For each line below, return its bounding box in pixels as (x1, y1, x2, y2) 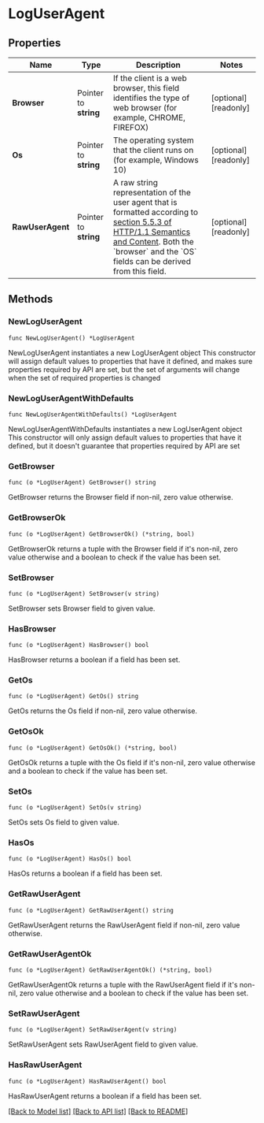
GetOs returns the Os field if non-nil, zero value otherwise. (8, 706, 198, 716)
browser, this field (112, 83, 180, 93)
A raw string (112, 177, 159, 188)
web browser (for (112, 102, 178, 113)
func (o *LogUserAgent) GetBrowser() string (8, 478, 156, 487)
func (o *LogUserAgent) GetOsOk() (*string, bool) (8, 744, 178, 752)
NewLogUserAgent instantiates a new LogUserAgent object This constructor (8, 348, 256, 357)
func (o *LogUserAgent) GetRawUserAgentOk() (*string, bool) (8, 966, 213, 974)
